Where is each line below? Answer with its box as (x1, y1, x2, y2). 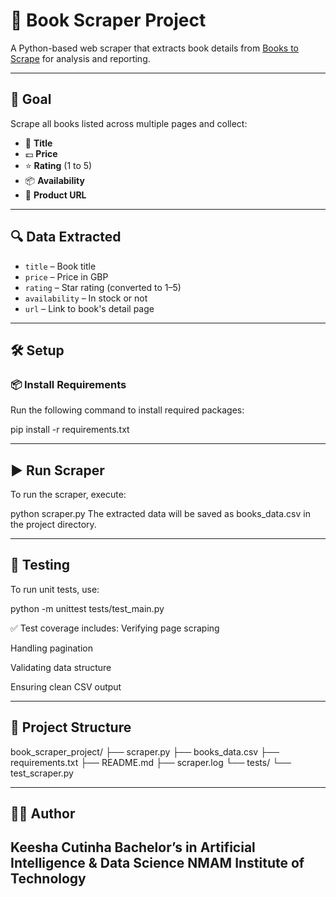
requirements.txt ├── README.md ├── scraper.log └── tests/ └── (10, 756, 292, 768)
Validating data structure (10, 661, 112, 673)
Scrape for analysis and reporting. (10, 52, 151, 64)
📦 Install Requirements (10, 377, 127, 391)
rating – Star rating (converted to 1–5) (24, 281, 182, 293)
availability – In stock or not (24, 292, 148, 304)
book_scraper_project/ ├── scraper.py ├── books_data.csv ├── (10, 745, 280, 758)
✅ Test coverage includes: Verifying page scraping (10, 622, 220, 634)
